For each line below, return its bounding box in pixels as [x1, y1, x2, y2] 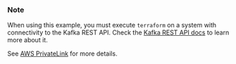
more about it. [7, 36, 48, 44]
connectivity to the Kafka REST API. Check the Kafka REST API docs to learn [7, 28, 230, 37]
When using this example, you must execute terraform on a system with [7, 21, 217, 30]
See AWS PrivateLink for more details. [7, 49, 118, 58]
